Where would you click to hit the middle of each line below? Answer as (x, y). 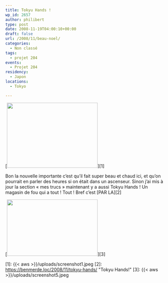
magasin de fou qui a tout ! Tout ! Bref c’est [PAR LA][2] (63, 192)
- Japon (18, 77)
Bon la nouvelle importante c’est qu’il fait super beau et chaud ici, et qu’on (83, 176)
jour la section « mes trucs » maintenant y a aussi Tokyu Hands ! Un (77, 187)
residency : (17, 72)
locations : (17, 82)
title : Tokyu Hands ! (28, 10)
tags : (11, 53)
